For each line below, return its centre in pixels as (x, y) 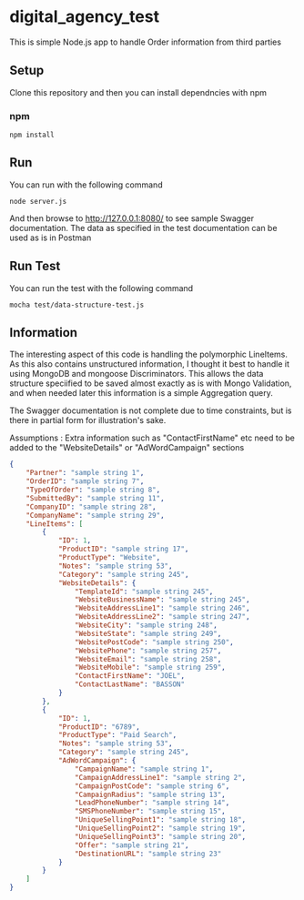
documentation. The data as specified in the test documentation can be (143, 228)
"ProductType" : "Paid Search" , (117, 735)
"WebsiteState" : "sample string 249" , (148, 633)
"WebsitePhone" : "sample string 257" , (148, 651)
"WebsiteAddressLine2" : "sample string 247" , (162, 617)
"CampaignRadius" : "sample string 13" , (150, 794)
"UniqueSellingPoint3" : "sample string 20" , (160, 836)
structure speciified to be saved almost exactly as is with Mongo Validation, (151, 383)
